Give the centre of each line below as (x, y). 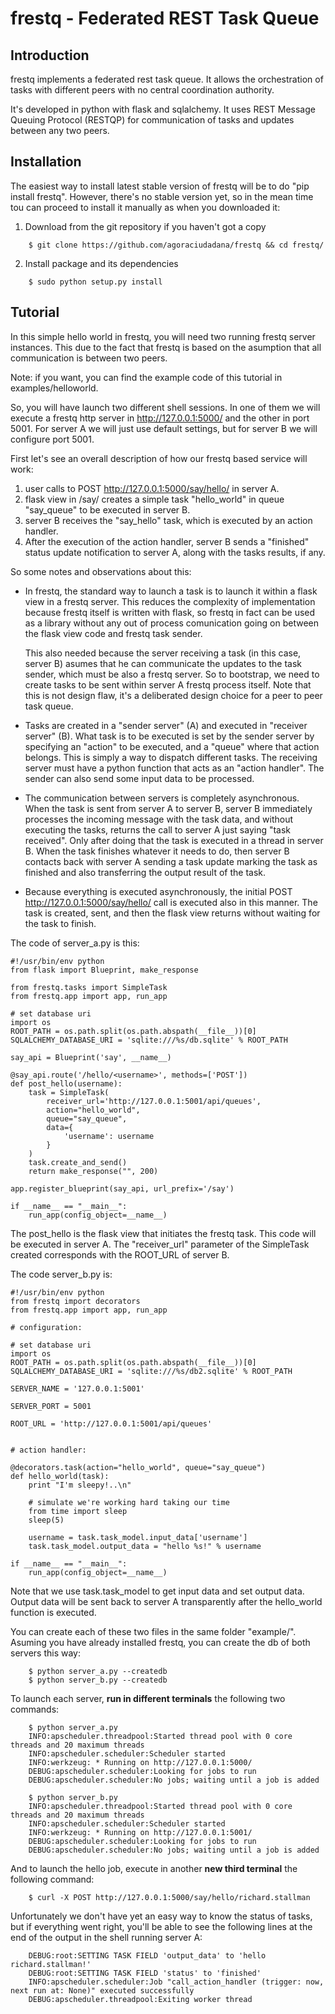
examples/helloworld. (54, 388)
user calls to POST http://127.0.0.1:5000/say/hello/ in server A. (152, 488)
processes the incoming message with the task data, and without (159, 819)
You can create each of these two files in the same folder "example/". (153, 1631)
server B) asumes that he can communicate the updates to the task (163, 663)
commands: (35, 1709)
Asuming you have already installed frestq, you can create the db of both (160, 1642)
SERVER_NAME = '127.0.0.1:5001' (77, 1388)
